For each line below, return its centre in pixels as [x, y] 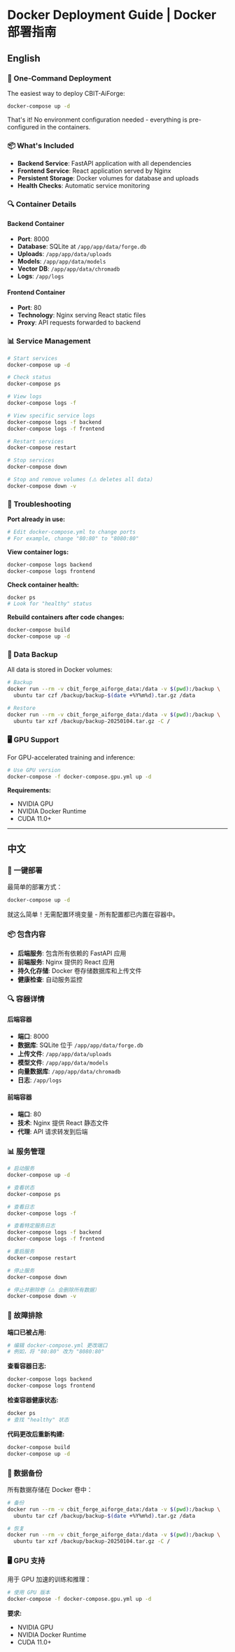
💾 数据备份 [25, 1473]
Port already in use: [36, 519]
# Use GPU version [34, 770]
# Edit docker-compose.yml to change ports [72, 532]
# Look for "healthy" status [50, 604]
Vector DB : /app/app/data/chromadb [69, 269]
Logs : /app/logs [41, 276]
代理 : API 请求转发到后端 [53, 1131]
